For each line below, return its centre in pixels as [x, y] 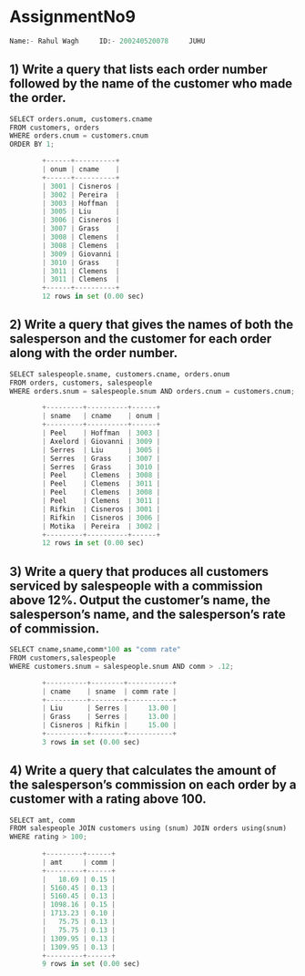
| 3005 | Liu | [81, 211]
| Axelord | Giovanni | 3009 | [102, 441]
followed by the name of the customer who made [151, 84]
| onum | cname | [81, 170]
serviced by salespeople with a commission [136, 586]
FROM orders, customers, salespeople [81, 383]
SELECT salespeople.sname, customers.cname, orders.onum [120, 374]
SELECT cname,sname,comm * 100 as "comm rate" [95, 650]
